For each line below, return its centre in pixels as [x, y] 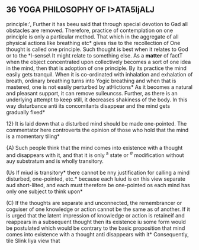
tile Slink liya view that [33, 241]
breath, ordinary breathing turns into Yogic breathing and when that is [91, 81]
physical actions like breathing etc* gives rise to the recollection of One [93, 43]
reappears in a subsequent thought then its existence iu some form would [96, 222]
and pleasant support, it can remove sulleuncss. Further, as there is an [92, 93]
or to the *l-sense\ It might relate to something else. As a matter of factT [94, 55]
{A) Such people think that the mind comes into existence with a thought [94, 148]
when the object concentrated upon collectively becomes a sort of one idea [99, 62]
